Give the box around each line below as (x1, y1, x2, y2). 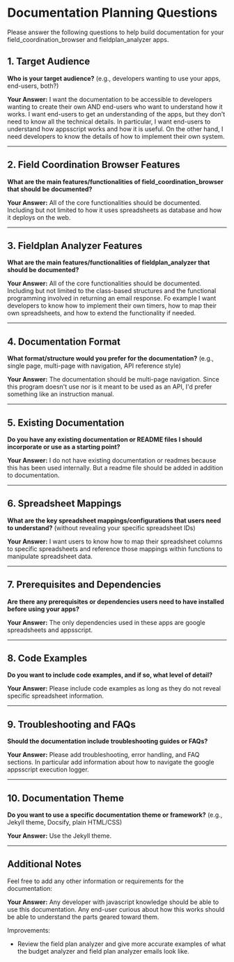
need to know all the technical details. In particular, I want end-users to (7, 117, 211, 126)
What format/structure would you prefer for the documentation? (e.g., (7, 354, 214, 363)
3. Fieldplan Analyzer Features (7, 239, 143, 252)
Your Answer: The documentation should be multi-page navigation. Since (7, 375, 219, 384)
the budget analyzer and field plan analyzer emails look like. (17, 947, 189, 955)
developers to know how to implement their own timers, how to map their (7, 301, 217, 310)
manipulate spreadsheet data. (7, 552, 93, 560)
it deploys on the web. (7, 213, 71, 221)
